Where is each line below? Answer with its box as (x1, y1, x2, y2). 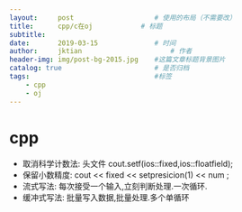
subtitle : (9, 30, 47, 39)
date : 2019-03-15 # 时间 (9, 38, 176, 48)
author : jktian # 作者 (9, 47, 193, 56)
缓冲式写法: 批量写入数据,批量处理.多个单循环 (22, 192, 190, 203)
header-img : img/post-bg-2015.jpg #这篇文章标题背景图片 (9, 55, 226, 64)
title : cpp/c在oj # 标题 (9, 22, 163, 31)
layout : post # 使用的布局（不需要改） (9, 13, 237, 23)
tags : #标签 (9, 72, 173, 81)
